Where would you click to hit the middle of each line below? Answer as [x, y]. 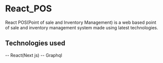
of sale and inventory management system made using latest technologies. [82, 27]
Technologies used [35, 43]
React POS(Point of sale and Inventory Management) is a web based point [81, 22]
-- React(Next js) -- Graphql [34, 55]
